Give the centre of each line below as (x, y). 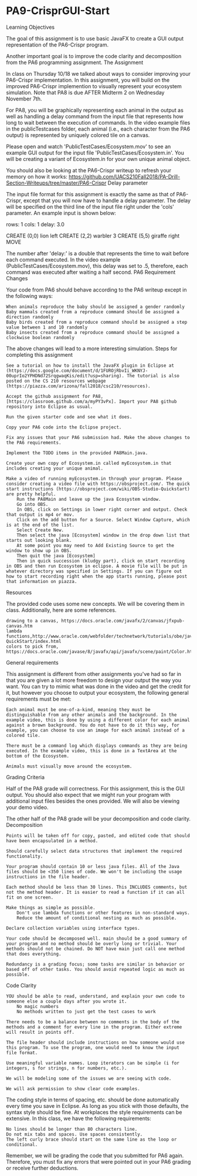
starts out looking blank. (39, 540)
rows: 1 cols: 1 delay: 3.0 (35, 224)
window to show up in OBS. (39, 551)
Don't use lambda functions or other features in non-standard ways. (103, 913)
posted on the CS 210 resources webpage (56, 381)
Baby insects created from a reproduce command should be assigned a (93, 332)
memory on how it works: (37, 176)
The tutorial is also (153, 376)
